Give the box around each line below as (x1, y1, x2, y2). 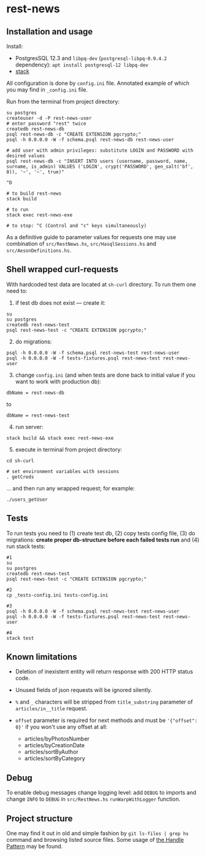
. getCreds (6, 474, 34, 480)
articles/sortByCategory (24, 755, 85, 762)
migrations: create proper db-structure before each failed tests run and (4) (6, 536, 199, 543)
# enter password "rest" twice (6, 120, 87, 127)
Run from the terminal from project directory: (6, 98, 120, 105)
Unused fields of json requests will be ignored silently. (15, 686, 152, 694)
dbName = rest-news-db (6, 390, 64, 396)
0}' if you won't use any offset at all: (15, 723, 108, 731)
